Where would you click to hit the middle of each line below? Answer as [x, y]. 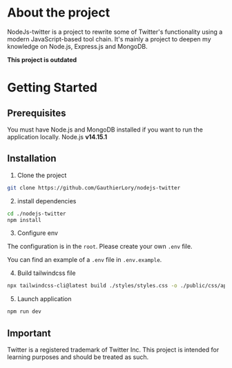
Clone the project [42, 175]
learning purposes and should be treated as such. [78, 357]
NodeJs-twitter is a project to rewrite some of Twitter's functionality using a [115, 32]
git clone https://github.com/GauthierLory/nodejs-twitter [94, 187]
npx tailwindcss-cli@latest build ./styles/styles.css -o [92, 286]
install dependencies [47, 201]
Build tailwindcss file [46, 273]
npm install [24, 220]
